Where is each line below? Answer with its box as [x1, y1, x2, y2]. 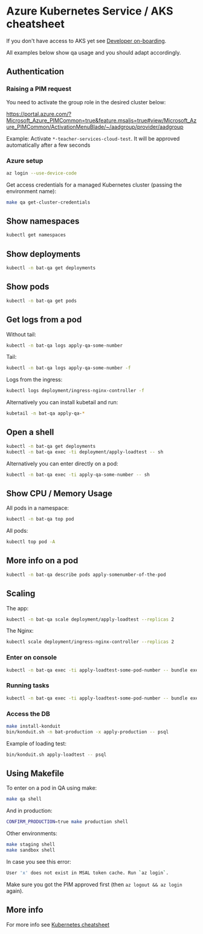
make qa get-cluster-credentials [6, 199, 91, 205]
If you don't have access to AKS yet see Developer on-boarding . [6, 37, 167, 44]
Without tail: [6, 330, 36, 338]
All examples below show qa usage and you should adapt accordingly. [6, 48, 181, 56]
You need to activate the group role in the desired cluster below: [6, 98, 166, 105]
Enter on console [6, 653, 57, 662]
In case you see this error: [6, 858, 71, 865]
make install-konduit [6, 723, 61, 729]
